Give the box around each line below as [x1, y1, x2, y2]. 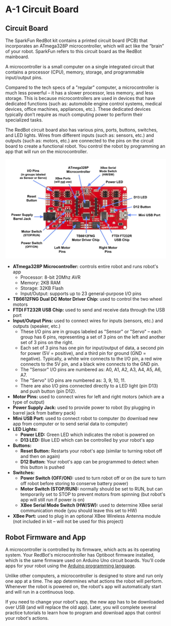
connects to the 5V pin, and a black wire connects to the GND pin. [20, 361, 160, 367]
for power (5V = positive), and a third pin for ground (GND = [20, 350, 146, 356]
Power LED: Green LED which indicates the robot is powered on [20, 431, 155, 438]
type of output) [12, 399, 45, 405]
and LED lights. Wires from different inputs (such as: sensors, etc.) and [5, 132, 154, 138]
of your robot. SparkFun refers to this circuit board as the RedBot [5, 49, 142, 54]
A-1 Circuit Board [5, 4, 79, 15]
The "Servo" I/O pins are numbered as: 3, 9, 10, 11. [20, 377, 126, 383]
